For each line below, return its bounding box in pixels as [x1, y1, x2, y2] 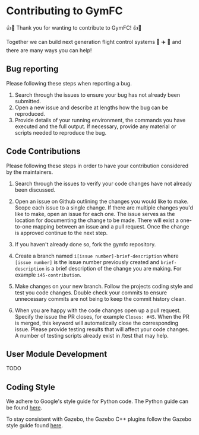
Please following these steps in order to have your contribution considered [6, 162, 189, 169]
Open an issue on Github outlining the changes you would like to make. [14, 198, 189, 205]
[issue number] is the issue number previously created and [14, 258, 160, 265]
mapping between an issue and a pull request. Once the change [32, 223, 189, 230]
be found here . [6, 404, 43, 411]
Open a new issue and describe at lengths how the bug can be [14, 104, 168, 111]
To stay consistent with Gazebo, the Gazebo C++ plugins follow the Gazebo [6, 415, 192, 423]
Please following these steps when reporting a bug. [6, 80, 132, 87]
